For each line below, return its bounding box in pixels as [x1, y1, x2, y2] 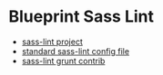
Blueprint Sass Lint [8, 6, 154, 27]
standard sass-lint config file [21, 45, 129, 56]
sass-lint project [21, 36, 83, 47]
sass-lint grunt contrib [21, 55, 106, 66]
